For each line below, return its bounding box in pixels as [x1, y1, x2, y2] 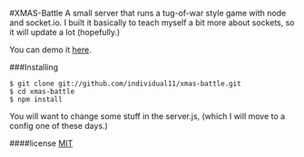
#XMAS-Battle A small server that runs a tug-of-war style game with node [9, 8, 287, 18]
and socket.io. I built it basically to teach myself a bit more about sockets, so [9, 17, 295, 28]
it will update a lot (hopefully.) [9, 27, 121, 37]
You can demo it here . [9, 44, 93, 55]
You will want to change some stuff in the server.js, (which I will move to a [9, 111, 286, 121]
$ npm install [9, 95, 64, 104]
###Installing [9, 62, 59, 72]
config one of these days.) [9, 121, 109, 131]
